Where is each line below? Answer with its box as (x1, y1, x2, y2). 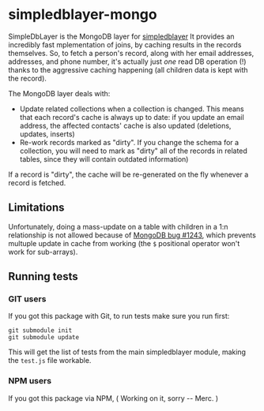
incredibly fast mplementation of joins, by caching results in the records (8, 39, 242, 49)
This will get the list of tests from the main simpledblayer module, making (8, 347, 247, 357)
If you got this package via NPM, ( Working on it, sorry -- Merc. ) (8, 393, 219, 403)
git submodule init (8, 327, 73, 334)
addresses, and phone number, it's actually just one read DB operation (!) (8, 57, 247, 66)
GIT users (8, 293, 47, 305)
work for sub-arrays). (8, 247, 78, 256)
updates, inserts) (19, 129, 75, 139)
